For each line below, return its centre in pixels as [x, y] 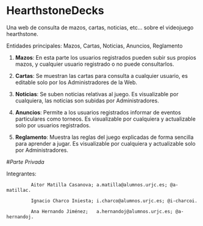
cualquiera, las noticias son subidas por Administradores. [87, 101]
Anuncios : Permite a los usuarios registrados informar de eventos [98, 112]
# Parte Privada [25, 161]
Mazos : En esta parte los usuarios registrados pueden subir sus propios [105, 57]
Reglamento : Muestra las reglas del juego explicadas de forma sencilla [104, 137]
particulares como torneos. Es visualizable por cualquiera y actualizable [105, 119]
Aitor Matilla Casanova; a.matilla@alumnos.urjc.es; [99, 185]
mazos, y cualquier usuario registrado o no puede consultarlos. [95, 64]
